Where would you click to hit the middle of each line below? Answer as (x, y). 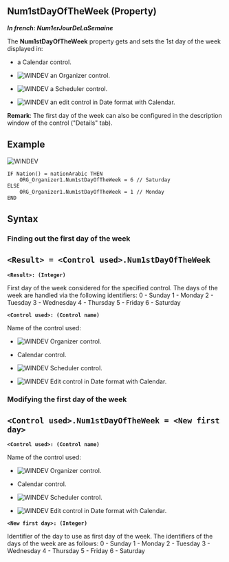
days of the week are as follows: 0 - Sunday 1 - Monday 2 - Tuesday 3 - (109, 543)
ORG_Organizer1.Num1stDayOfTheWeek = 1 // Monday (92, 192)
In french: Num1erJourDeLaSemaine (60, 28)
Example (26, 144)
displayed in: (25, 48)
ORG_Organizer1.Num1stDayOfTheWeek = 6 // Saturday (95, 180)
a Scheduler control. (79, 88)
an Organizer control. (80, 75)
